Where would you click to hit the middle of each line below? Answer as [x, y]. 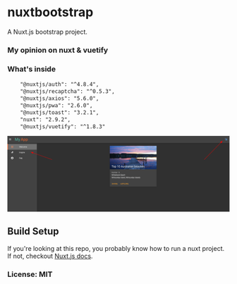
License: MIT [30, 274]
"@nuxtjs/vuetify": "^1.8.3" [63, 127]
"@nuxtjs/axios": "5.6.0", [60, 99]
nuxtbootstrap [50, 12]
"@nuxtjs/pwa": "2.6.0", [56, 106]
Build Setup [33, 231]
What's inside [32, 69]
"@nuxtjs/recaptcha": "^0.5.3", [67, 92]
